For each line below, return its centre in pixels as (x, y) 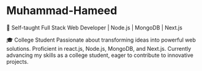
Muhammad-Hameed (62, 11)
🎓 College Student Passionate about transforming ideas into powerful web (101, 40)
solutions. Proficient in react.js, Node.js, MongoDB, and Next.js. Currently (99, 48)
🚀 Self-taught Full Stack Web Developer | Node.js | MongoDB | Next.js (94, 28)
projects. (17, 61)
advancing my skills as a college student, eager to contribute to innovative (100, 55)
